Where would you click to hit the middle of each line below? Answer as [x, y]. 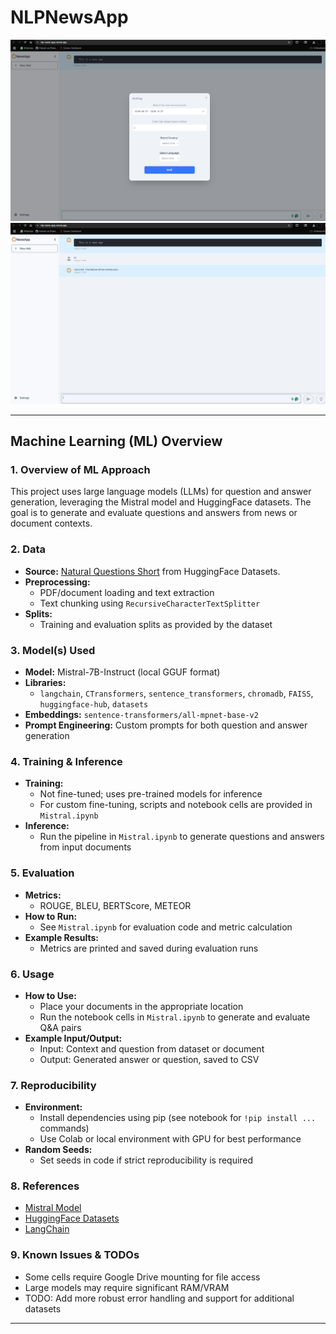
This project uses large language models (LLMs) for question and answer [161, 492]
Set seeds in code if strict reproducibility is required [146, 1160]
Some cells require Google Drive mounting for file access [142, 1277]
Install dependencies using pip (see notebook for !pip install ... [178, 1118]
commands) [64, 1128]
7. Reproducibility [53, 1085]
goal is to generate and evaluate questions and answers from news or [154, 513]
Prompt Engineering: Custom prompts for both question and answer [166, 725]
